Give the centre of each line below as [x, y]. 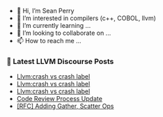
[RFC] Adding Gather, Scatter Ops [65, 106]
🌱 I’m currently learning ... [54, 25]
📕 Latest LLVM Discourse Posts [60, 61]
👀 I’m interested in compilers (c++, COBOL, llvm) [86, 18]
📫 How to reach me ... [49, 41]
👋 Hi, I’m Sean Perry [45, 11]
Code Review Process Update [59, 99]
